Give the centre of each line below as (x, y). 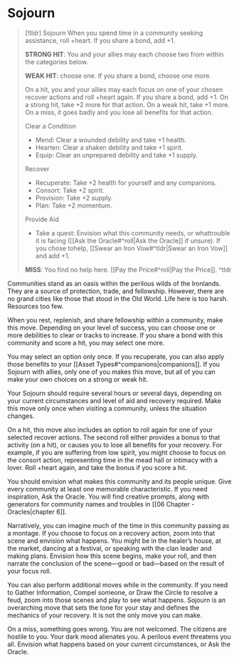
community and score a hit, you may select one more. (86, 342)
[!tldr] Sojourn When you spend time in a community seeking (114, 33)
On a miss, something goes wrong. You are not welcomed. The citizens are (117, 628)
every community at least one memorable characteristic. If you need (107, 489)
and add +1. (53, 255)
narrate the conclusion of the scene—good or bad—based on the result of (116, 563)
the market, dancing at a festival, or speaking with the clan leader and (110, 548)
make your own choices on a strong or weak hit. (78, 379)
